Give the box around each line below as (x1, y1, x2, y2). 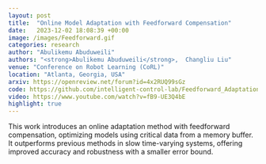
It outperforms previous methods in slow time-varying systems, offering (8, 139, 243, 148)
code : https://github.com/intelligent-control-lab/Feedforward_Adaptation (8, 85, 260, 93)
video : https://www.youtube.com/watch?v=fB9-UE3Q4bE (8, 93, 186, 101)
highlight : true (8, 100, 62, 108)
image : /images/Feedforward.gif (8, 33, 115, 42)
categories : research (8, 41, 80, 49)
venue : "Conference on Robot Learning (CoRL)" (8, 63, 165, 71)
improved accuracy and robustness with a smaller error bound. (8, 147, 214, 157)
